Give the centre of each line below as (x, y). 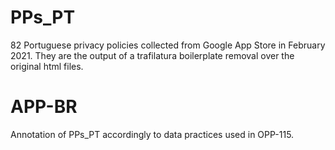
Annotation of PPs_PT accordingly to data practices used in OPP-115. (152, 134)
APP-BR (44, 107)
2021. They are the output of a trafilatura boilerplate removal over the (152, 55)
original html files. (47, 66)
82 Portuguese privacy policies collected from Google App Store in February (168, 45)
